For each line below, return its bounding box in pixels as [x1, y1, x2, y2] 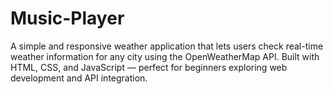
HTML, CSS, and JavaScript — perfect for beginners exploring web [10, 61, 288, 73]
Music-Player [10, 7, 125, 30]
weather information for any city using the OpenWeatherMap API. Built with [10, 50, 320, 62]
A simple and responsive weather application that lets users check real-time [10, 40, 324, 52]
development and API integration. [10, 72, 148, 84]
